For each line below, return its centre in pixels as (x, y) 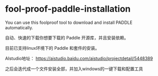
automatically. (19, 27)
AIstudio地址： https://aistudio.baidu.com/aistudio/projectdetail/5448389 (79, 58)
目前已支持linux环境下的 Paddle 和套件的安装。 (52, 48)
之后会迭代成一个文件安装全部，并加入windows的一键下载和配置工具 (74, 69)
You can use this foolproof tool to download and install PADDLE (69, 22)
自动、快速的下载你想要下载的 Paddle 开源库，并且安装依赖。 (67, 38)
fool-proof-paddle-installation (68, 9)
